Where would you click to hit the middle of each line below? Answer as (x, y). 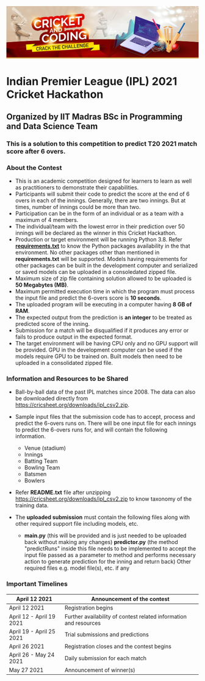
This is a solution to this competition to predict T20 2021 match (102, 144)
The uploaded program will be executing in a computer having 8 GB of (103, 304)
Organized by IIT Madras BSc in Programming (95, 116)
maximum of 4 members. (47, 220)
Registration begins (89, 608)
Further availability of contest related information (126, 616)
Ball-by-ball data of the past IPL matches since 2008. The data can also (105, 392)
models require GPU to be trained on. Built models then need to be (99, 356)
